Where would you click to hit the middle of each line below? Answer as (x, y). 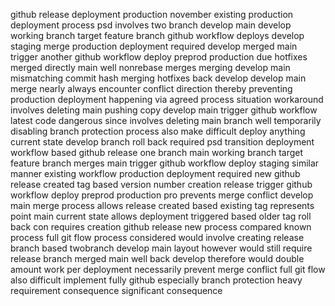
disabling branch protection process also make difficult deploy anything (158, 131)
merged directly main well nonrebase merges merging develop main (150, 67)
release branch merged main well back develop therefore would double (157, 258)
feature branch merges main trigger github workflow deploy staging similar (165, 163)
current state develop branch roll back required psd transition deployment (162, 142)
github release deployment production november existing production (152, 14)
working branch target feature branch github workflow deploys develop (157, 35)
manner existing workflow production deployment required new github (155, 173)
